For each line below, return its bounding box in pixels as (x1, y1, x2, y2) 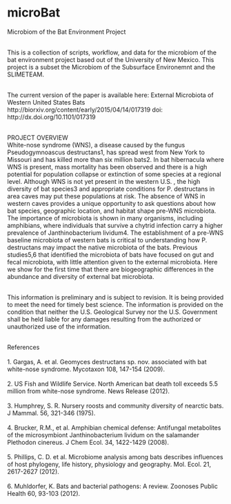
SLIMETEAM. (7, 70, 45, 78)
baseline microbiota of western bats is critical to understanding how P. (7, 235, 208, 244)
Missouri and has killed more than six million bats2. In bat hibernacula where (7, 155, 224, 163)
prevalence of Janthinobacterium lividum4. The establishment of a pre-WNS (7, 229, 224, 237)
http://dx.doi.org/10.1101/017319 (7, 112, 97, 121)
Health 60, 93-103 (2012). (7, 489, 81, 497)
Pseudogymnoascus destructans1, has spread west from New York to (7, 148, 205, 156)
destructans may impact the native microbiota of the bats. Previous (7, 243, 198, 251)
